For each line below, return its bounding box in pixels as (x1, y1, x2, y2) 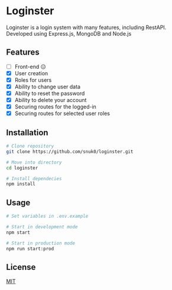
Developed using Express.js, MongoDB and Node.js (6, 30, 132, 37)
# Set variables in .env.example (6, 213, 89, 219)
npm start (6, 230, 31, 235)
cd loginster (6, 165, 38, 171)
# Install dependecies (6, 176, 62, 181)
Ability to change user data (14, 83, 81, 90)
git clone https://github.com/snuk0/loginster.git (6, 148, 134, 155)
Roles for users (14, 76, 52, 84)
